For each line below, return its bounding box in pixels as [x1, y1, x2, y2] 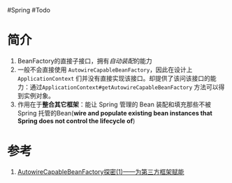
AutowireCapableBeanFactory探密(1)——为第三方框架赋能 [17, 167, 184, 176]
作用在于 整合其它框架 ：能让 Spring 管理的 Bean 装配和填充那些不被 [17, 100, 212, 109]
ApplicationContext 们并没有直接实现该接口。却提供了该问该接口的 [17, 74, 211, 82]
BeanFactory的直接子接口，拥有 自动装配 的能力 [17, 56, 152, 65]
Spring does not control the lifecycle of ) [17, 116, 136, 125]
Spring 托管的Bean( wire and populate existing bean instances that [17, 109, 213, 117]
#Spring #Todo [7, 6, 51, 14]
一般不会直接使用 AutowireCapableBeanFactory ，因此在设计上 [17, 65, 193, 74]
